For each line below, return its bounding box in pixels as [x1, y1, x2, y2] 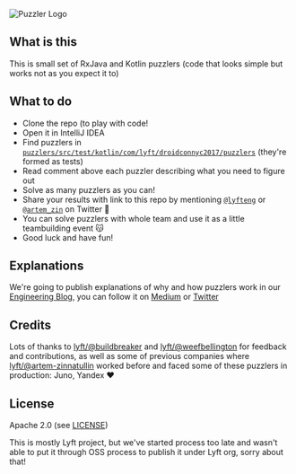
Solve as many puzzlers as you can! [22, 184, 155, 195]
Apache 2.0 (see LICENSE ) [9, 420, 109, 431]
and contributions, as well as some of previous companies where [9, 351, 249, 362]
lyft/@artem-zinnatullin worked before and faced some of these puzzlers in [9, 360, 288, 372]
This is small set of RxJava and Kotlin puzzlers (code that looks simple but [9, 58, 283, 69]
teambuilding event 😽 [22, 223, 105, 233]
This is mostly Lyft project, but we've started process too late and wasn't [9, 437, 278, 448]
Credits [9, 317, 52, 332]
